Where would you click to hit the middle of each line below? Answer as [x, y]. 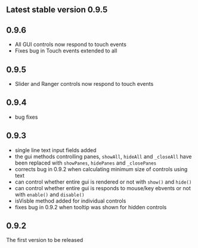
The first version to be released [45, 240]
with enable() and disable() [49, 194]
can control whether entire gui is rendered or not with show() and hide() [103, 182]
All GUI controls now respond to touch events [71, 45]
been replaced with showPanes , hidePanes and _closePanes [86, 163]
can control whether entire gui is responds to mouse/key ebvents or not [103, 188]
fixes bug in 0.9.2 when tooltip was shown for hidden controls [91, 207]
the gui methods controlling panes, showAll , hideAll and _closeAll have [103, 156]
